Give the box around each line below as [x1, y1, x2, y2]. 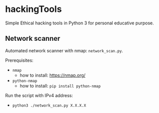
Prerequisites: [5, 57, 34, 63]
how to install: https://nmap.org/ [19, 72, 86, 78]
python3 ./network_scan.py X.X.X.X [12, 103, 86, 108]
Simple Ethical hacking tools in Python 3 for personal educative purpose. [5, 20, 154, 26]
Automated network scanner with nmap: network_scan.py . [5, 47, 123, 53]
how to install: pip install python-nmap [19, 83, 101, 89]
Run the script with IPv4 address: [5, 92, 73, 98]
